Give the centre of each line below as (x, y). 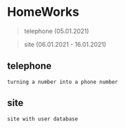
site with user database (43, 119)
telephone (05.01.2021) (56, 31)
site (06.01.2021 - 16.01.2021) (65, 44)
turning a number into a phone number (62, 82)
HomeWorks (43, 12)
